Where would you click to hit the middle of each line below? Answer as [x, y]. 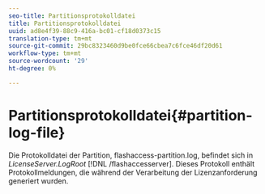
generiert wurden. [38, 181]
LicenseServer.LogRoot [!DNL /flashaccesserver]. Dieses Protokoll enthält [132, 163]
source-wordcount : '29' [49, 61]
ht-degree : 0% [32, 69]
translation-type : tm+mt [50, 38]
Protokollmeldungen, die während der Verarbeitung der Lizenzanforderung [133, 172]
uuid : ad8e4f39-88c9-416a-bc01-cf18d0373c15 [85, 31]
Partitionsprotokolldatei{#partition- [130, 115]
